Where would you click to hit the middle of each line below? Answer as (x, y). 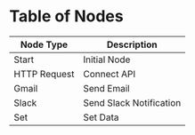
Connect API (110, 74)
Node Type (44, 44)
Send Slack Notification (132, 102)
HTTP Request (44, 74)
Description (132, 44)
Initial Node (107, 60)
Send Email (107, 88)
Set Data (101, 117)
